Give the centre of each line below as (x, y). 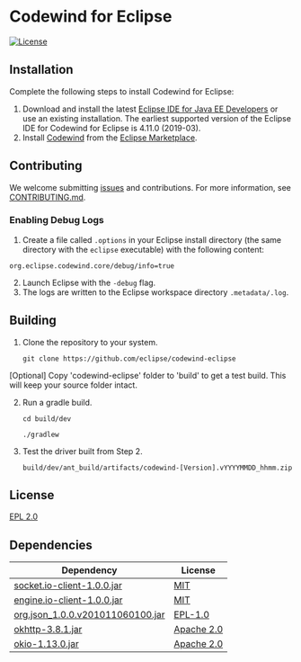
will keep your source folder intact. (73, 385)
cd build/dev (47, 419)
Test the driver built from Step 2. (82, 451)
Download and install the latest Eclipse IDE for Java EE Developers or (150, 109)
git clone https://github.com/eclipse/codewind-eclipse (129, 358)
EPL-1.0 (191, 615)
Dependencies (51, 545)
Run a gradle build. (57, 402)
